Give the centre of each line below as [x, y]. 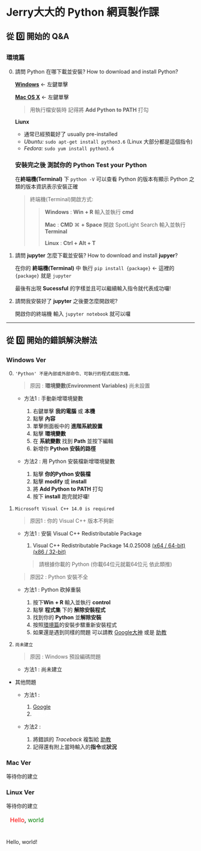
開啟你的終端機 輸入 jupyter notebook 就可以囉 [73, 314]
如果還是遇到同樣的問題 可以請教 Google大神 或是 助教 [100, 632]
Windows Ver [26, 360]
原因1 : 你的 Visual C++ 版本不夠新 [72, 520]
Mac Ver [19, 762]
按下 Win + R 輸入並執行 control [71, 602]
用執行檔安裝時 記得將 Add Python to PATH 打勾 [89, 110]
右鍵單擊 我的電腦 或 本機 [64, 411]
